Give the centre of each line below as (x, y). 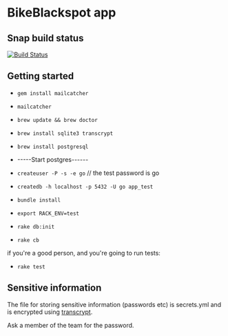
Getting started (41, 76)
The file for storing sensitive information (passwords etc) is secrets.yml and (114, 304)
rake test (31, 266)
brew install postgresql (53, 147)
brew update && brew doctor (57, 120)
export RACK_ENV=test (48, 213)
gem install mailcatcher (53, 93)
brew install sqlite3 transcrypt (65, 133)
